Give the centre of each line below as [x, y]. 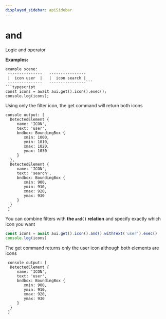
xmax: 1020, [37, 146]
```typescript [21, 87]
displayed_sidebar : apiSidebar [39, 10]
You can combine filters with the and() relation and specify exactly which [83, 218]
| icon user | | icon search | [47, 78]
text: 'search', [34, 173]
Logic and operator [26, 50]
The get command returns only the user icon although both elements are [82, 248]
